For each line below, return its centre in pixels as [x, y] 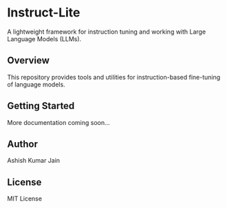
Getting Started [41, 106]
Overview [29, 61]
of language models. [36, 84]
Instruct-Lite [44, 13]
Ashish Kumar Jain [34, 161]
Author [22, 144]
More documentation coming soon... [58, 122]
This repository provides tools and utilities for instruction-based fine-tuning [114, 77]
